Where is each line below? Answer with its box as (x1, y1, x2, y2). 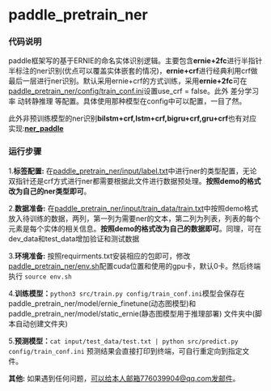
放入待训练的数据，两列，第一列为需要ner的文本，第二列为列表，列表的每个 (8, 213, 260, 223)
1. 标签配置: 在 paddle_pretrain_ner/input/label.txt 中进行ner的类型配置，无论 (8, 166, 257, 176)
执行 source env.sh (8, 271, 73, 281)
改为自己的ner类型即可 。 (8, 186, 91, 196)
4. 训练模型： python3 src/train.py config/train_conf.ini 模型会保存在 (8, 288, 245, 298)
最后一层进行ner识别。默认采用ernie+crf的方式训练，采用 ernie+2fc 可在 (8, 76, 248, 86)
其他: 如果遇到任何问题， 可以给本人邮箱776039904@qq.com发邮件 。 (8, 373, 240, 383)
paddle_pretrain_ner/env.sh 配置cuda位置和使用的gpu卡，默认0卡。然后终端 (8, 261, 261, 270)
